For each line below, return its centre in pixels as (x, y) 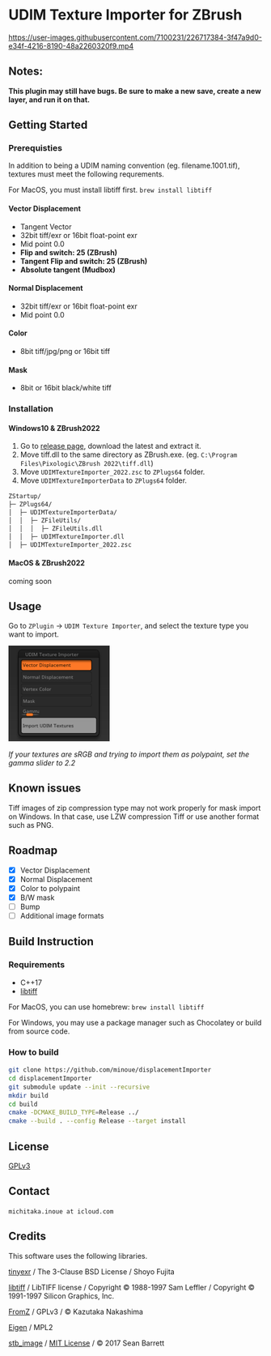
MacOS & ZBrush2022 (47, 563)
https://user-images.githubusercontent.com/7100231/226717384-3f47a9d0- (135, 37)
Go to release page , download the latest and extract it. (110, 446)
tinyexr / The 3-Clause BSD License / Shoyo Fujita (92, 1271)
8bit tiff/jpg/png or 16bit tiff (65, 352)
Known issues (45, 789)
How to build (34, 1052)
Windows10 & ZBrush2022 (54, 428)
